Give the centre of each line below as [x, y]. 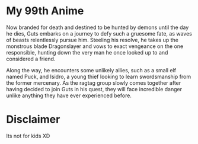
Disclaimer [33, 119]
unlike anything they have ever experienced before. [69, 95]
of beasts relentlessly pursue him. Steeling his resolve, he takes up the [92, 40]
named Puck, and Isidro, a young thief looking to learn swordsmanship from [99, 76]
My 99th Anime [45, 11]
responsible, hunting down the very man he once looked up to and [87, 52]
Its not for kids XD [28, 136]
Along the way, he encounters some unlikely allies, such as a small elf [91, 70]
